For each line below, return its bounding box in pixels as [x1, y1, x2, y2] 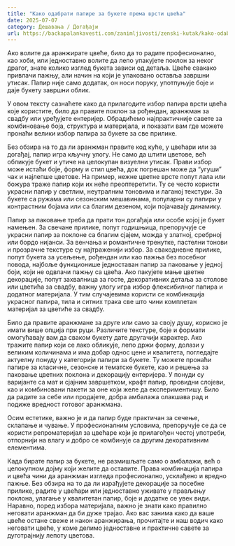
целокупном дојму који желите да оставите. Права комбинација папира [7, 464, 223, 473]
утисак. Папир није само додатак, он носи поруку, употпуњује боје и [7, 78, 215, 87]
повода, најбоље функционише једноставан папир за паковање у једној [7, 260, 222, 269]
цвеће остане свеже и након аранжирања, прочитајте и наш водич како [7, 517, 224, 525]
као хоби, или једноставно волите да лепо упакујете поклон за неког [7, 57, 214, 65]
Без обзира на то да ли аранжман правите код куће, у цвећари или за [7, 143, 217, 151]
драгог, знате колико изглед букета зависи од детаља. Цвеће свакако [7, 64, 217, 72]
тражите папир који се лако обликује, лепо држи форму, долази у [7, 340, 205, 350]
